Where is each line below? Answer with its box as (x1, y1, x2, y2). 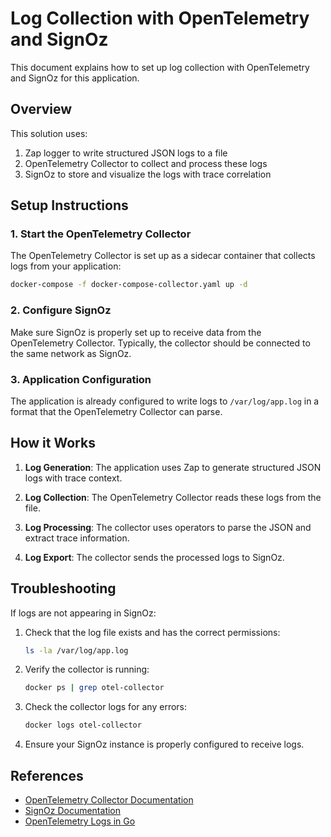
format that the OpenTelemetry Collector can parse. (10, 405, 223, 417)
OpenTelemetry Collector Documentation (24, 793, 194, 806)
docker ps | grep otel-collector (24, 683, 165, 693)
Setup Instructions (10, 197, 129, 214)
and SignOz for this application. (10, 72, 140, 84)
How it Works (10, 435, 96, 452)
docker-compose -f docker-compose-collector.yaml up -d (10, 280, 248, 290)
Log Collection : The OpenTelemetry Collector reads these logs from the (24, 491, 322, 503)
